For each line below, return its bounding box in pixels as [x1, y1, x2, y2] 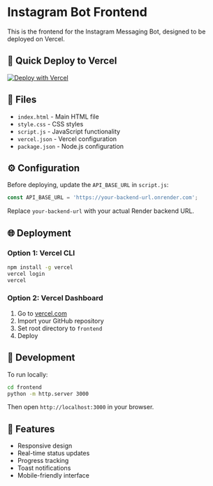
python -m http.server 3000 [7, 390, 89, 397]
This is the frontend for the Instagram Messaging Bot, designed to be [7, 27, 206, 36]
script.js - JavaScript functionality [17, 127, 121, 135]
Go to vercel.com [17, 309, 68, 318]
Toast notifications [17, 464, 71, 472]
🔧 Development [7, 352, 75, 364]
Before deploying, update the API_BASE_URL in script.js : [7, 181, 169, 189]
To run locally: [7, 370, 48, 378]
